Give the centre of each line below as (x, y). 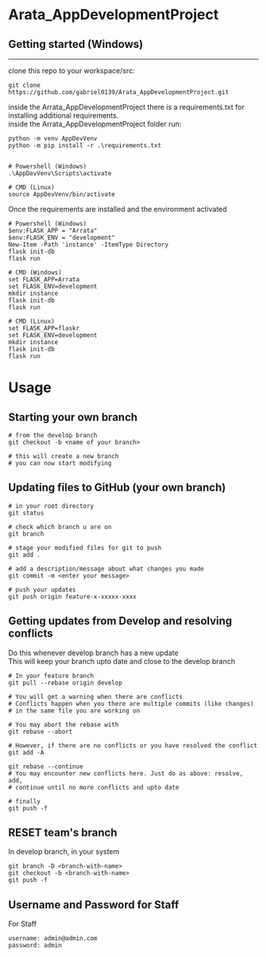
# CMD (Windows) (35, 273)
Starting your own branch (73, 417)
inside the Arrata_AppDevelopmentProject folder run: (95, 124)
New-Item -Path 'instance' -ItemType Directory (89, 245)
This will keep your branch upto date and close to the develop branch (122, 661)
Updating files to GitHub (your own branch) (117, 488)
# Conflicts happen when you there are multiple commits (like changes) (131, 704)
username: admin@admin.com (53, 939)
